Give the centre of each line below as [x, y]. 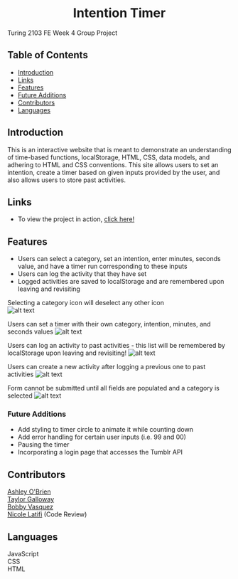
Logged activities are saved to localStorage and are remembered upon [121, 282]
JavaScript [23, 554]
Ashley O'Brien [29, 492]
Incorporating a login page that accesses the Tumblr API [100, 452]
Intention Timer [119, 13]
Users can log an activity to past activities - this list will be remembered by [117, 346]
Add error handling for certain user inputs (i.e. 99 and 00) [102, 437]
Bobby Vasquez [30, 507]
